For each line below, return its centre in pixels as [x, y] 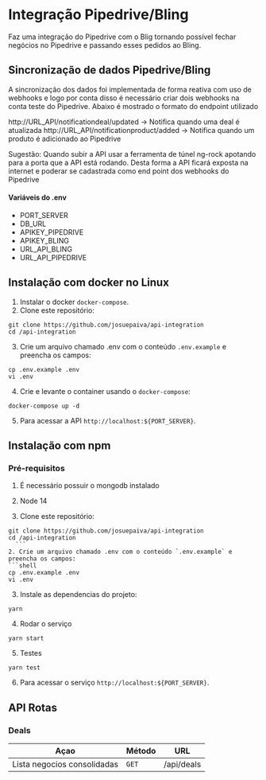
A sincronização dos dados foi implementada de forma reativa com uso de [130, 89]
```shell [23, 566]
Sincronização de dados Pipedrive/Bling [110, 70]
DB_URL [33, 224]
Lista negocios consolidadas [66, 764]
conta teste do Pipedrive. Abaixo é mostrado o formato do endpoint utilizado [133, 106]
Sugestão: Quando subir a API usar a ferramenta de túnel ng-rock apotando [132, 154]
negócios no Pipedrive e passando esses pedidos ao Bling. [105, 45]
